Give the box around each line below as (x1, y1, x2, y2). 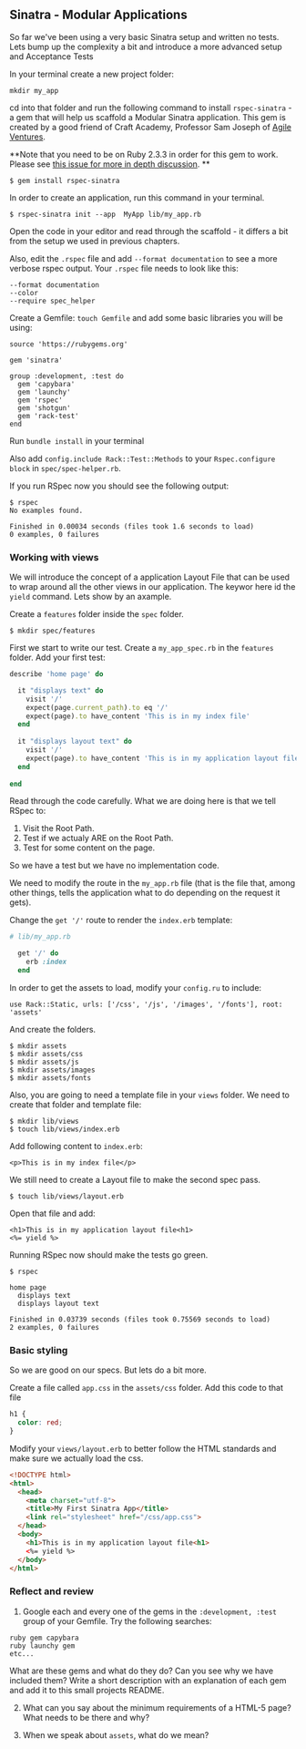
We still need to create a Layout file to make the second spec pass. (9, 1174, 261, 1185)
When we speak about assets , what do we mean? (22, 1729, 209, 1740)
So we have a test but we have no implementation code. (9, 860, 220, 871)
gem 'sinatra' (9, 355, 64, 365)
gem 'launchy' (17, 387, 71, 396)
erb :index (25, 957, 67, 967)
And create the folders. (9, 1024, 97, 1034)
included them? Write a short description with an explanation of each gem (9, 1674, 287, 1685)
